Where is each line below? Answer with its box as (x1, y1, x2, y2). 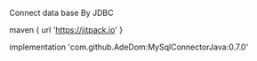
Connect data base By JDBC (9, 8, 114, 18)
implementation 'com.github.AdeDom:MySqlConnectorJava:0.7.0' (9, 42, 249, 52)
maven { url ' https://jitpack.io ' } (9, 25, 123, 34)
